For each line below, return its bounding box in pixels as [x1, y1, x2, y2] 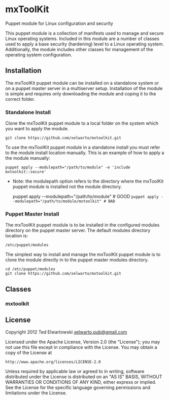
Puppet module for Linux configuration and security [5, 20, 113, 26]
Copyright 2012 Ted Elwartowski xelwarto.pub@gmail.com [5, 329, 127, 335]
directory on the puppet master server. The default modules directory [5, 227, 151, 234]
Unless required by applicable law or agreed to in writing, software [5, 369, 145, 375]
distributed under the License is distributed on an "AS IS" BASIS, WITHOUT [5, 374, 162, 380]
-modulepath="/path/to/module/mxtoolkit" [12, 199, 102, 204]
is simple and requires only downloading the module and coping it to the [5, 90, 156, 97]
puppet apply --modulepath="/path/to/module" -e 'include [5, 165, 130, 170]
